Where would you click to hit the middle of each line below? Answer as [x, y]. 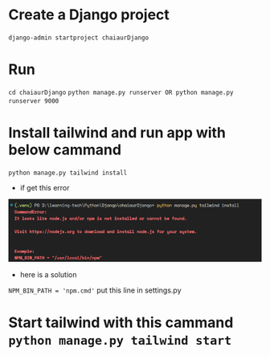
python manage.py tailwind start [120, 340]
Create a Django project [89, 15]
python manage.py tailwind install [68, 173]
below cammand [65, 150]
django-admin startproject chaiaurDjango [79, 38]
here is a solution [48, 274]
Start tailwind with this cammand [121, 322]
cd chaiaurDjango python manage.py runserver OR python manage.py [121, 92]
